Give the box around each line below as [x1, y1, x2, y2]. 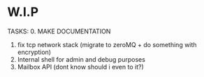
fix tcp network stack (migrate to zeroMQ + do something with [17, 40, 197, 49]
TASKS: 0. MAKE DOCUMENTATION [7, 27, 111, 35]
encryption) [17, 48, 51, 56]
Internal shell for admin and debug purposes [17, 55, 145, 63]
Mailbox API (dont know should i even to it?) [17, 62, 145, 71]
